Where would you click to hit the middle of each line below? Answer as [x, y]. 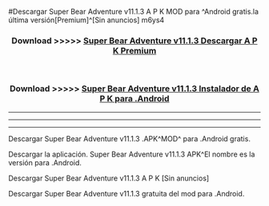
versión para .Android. [45, 162]
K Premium [134, 50]
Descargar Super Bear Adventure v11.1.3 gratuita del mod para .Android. [126, 193]
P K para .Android [134, 99]
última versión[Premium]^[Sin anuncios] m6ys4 [86, 20]
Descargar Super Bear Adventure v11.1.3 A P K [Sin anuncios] [109, 178]
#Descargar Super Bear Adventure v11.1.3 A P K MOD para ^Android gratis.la [133, 12]
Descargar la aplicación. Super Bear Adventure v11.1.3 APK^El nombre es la [132, 154]
